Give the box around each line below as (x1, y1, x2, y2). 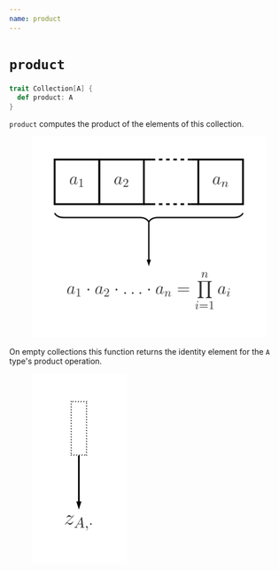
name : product (9, 14, 62, 23)
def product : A (17, 93, 74, 102)
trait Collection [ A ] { (9, 84, 93, 93)
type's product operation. (9, 356, 103, 367)
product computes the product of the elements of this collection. (9, 119, 244, 129)
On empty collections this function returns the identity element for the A (9, 347, 270, 357)
